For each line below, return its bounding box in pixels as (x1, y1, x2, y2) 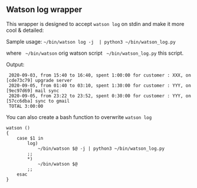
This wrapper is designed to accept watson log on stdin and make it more (6, 20, 185, 27)
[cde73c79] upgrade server (6, 77, 73, 83)
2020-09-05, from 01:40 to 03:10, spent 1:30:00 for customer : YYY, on (8, 83, 192, 88)
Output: (6, 61, 25, 68)
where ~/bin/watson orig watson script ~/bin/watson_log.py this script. (6, 50, 184, 57)
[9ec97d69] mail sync (6, 88, 60, 94)
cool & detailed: (6, 27, 44, 34)
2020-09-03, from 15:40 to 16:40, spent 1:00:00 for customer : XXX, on (8, 72, 192, 78)
